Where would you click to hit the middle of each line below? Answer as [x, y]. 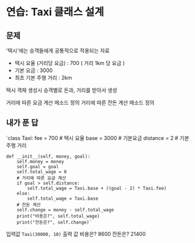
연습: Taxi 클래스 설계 [55, 12]
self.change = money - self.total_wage [65, 210]
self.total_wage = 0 [42, 172]
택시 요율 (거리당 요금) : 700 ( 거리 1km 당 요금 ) [70, 63]
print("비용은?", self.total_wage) [58, 216]
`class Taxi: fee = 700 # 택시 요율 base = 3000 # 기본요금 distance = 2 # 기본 [98, 138]
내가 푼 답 [22, 123]
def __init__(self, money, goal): [48, 156]
